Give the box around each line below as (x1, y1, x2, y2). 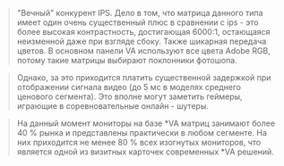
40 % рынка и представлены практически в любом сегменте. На (16, 128, 268, 137)
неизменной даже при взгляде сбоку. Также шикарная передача (16, 36, 267, 46)
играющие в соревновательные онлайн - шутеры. (16, 101, 210, 111)
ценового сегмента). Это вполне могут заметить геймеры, (16, 91, 243, 102)
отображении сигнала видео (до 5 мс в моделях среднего (16, 82, 242, 92)
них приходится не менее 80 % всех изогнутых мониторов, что (16, 137, 262, 147)
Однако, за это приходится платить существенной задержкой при (16, 72, 271, 83)
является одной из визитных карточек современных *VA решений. (16, 146, 274, 157)
